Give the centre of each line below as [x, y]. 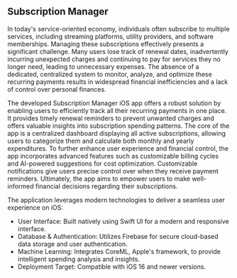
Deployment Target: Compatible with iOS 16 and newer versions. [112, 267]
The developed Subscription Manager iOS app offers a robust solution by [114, 103]
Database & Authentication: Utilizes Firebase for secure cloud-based [118, 236]
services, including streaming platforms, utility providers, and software [111, 36]
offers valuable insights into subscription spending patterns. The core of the [118, 125]
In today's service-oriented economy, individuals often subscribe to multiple [118, 28]
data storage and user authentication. [72, 244]
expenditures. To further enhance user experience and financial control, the [118, 148]
